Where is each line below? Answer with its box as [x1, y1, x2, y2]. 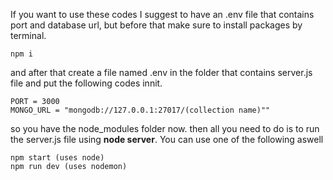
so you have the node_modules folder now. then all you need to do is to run [10, 123, 320, 134]
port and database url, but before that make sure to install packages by [10, 19, 303, 31]
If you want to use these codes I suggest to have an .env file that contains [10, 9, 315, 20]
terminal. [10, 30, 47, 41]
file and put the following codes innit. [10, 77, 163, 89]
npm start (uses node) [10, 153, 105, 163]
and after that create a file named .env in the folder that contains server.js [10, 67, 313, 78]
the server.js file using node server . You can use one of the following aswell [10, 134, 324, 145]
